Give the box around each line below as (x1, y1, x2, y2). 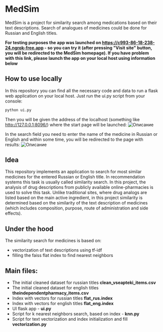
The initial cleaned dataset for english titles (12, 285, 99, 291)
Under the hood (5, 225, 54, 233)
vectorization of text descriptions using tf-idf (12, 247, 102, 253)
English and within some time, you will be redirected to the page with (5, 136, 143, 142)
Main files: (5, 266, 38, 275)
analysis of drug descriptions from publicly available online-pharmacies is (5, 184, 154, 190)
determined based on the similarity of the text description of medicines (5, 200, 148, 206)
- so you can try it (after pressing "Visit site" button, (44, 45, 152, 51)
